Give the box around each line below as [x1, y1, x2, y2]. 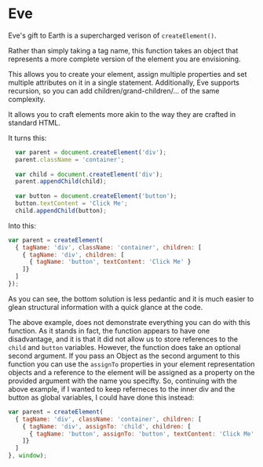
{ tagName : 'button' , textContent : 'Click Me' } [28, 258, 192, 266]
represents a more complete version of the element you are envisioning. [8, 54, 241, 64]
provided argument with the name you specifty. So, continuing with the [8, 376, 238, 385]
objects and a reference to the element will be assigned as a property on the [8, 367, 255, 377]
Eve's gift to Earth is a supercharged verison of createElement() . [8, 31, 217, 40]
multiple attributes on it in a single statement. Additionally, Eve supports [8, 78, 239, 87]
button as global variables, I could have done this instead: [8, 392, 195, 402]
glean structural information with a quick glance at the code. [8, 302, 203, 312]
